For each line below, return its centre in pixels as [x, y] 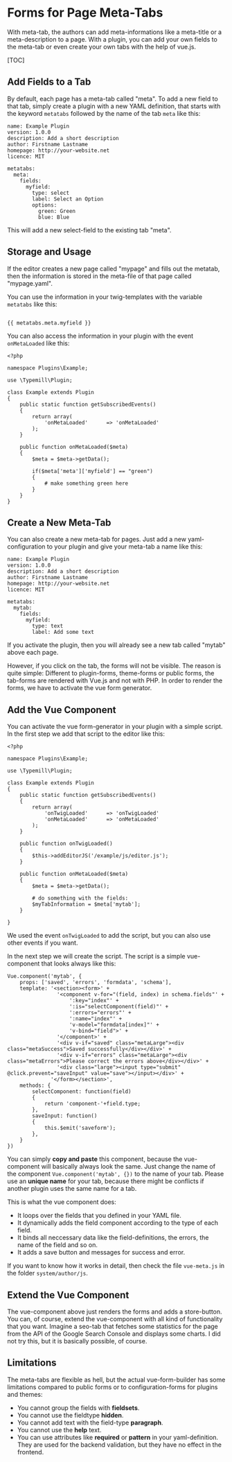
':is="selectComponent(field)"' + [119, 1007]
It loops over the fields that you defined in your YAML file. [99, 1216]
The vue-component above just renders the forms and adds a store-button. [115, 1311]
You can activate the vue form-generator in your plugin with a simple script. [115, 727]
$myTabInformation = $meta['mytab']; [86, 904]
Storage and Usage [49, 252]
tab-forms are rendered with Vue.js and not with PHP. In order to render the [115, 680]
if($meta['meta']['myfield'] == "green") [93, 471]
